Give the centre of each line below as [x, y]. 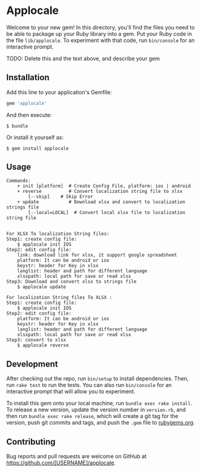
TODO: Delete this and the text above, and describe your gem [83, 58]
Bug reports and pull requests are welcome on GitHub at [77, 456]
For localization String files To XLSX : [59, 298]
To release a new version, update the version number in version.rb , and [96, 410]
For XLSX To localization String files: [58, 234]
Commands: [19, 181]
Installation [28, 77]
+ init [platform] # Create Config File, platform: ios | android [104, 186]
